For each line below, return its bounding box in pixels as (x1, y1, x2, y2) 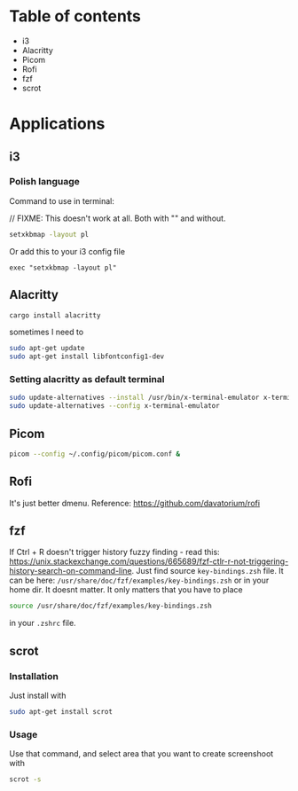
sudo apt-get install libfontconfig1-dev (9, 352, 165, 361)
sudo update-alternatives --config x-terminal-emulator (9, 402, 220, 411)
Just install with (9, 690, 67, 701)
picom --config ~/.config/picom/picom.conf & (9, 450, 180, 458)
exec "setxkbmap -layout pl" (9, 263, 117, 272)
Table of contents (9, 6, 142, 27)
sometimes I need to (9, 326, 84, 338)
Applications (9, 114, 106, 134)
